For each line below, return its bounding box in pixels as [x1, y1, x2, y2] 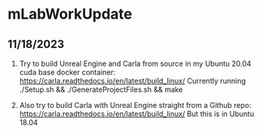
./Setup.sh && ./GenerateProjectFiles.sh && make [19, 84, 183, 94]
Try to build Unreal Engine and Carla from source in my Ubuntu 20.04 [19, 58, 252, 68]
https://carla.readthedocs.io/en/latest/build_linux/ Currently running [19, 76, 247, 85]
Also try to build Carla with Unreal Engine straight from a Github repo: [19, 101, 252, 110]
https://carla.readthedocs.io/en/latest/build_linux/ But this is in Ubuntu [19, 109, 255, 119]
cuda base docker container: [19, 67, 116, 77]
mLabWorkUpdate [7, 5, 133, 24]
